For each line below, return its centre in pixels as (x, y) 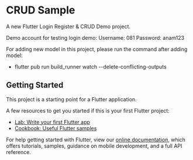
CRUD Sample (41, 10)
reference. (18, 152)
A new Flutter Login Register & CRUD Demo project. (68, 26)
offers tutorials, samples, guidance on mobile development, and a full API (94, 146)
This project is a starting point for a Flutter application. (71, 99)
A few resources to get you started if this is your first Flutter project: (88, 110)
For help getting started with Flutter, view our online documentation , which (96, 139)
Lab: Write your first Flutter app (52, 122)
